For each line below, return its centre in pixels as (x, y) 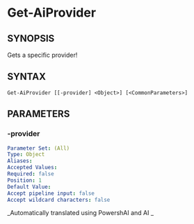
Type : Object (26, 155)
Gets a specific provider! (42, 55)
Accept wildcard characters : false (59, 200)
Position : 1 (24, 180)
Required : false (31, 174)
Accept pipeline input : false (51, 193)
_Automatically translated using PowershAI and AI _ (81, 213)
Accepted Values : (32, 168)
